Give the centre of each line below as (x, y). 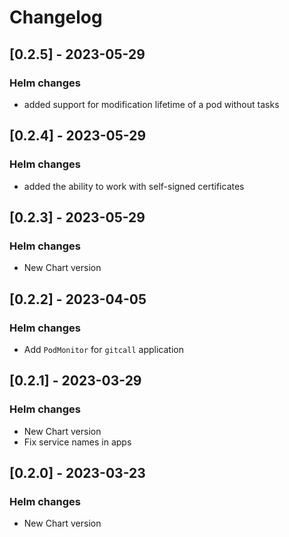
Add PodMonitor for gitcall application (103, 349)
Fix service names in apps (77, 442)
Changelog (56, 17)
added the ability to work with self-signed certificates (134, 186)
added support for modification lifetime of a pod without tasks (151, 104)
